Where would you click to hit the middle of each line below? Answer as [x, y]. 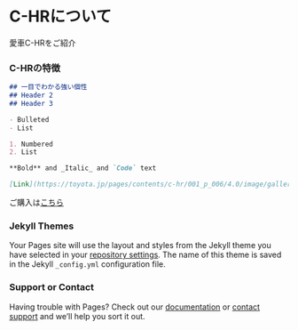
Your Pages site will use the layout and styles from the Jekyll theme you [141, 245]
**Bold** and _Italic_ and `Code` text [83, 168]
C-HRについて [61, 16]
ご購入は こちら [36, 203]
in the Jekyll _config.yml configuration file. [87, 264]
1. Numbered [31, 144]
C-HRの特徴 [35, 68]
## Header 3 [31, 103]
